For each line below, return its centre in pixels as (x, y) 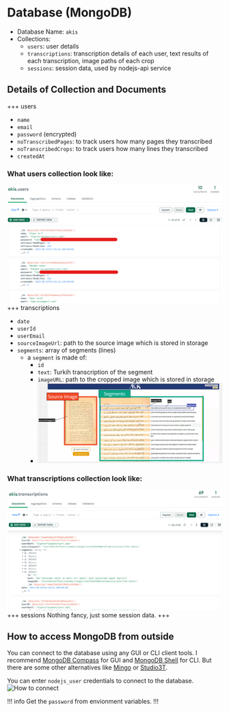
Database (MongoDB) (69, 13)
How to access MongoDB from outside (91, 636)
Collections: (34, 38)
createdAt (31, 156)
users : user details (53, 46)
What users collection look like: (60, 174)
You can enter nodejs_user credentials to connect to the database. (100, 681)
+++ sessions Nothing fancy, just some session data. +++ (89, 615)
